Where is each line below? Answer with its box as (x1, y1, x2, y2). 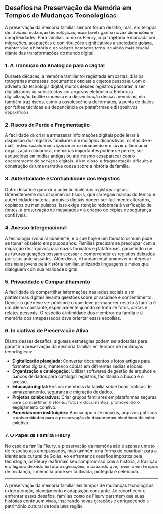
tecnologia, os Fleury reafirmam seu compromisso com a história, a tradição (5, 458, 158, 464)
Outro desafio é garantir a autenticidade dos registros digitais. (5, 186, 129, 192)
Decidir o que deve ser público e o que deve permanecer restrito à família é (5, 300, 156, 305)
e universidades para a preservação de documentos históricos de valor (12, 415, 155, 420)
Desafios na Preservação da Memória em (5, 4, 132, 12)
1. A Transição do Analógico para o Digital (5, 62, 105, 69)
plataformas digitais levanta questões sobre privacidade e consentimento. (5, 294, 153, 300)
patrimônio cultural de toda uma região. (5, 503, 84, 509)
